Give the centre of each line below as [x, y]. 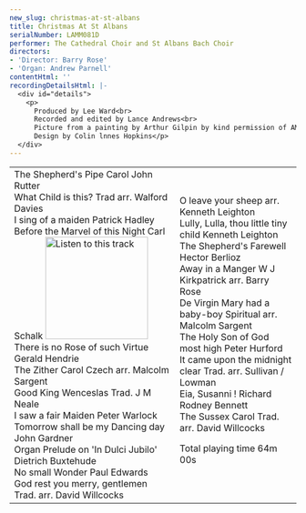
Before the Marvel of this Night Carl [90, 231]
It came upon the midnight [235, 359]
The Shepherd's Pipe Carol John [83, 174]
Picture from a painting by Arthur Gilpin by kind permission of [160, 128]
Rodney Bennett [214, 405]
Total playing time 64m [228, 448]
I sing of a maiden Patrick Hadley [84, 219]
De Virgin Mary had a [224, 303]
